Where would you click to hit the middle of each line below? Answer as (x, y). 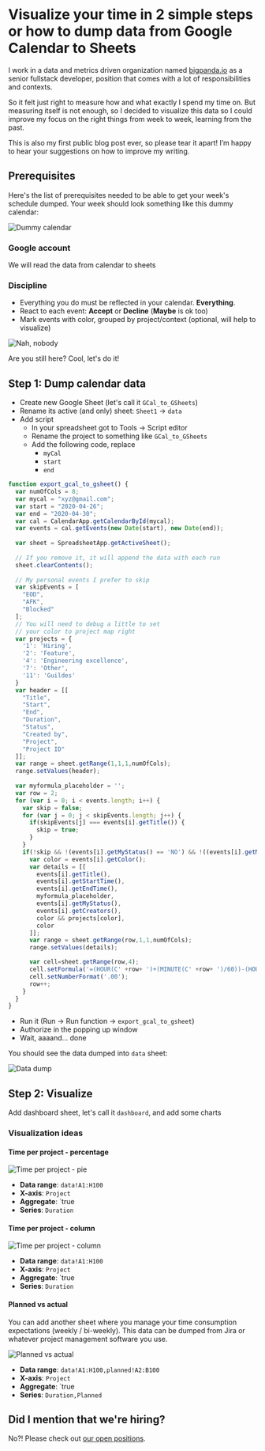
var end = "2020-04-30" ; (56, 513)
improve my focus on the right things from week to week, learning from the (130, 119)
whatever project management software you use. (88, 1339)
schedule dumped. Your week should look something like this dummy (121, 203)
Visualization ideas (46, 1133)
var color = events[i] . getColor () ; (88, 859)
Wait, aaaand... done (53, 1038)
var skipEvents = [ (47, 587)
